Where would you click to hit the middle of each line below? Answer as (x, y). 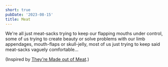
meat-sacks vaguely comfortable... (42, 50)
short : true (18, 10)
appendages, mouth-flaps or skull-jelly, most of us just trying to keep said (83, 44)
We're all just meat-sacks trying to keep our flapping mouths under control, (84, 34)
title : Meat (18, 19)
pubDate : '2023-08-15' (29, 15)
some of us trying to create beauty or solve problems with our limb (75, 39)
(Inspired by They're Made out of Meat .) (47, 59)
